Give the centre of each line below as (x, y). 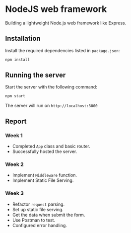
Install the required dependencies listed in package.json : (63, 50)
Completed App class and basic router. (51, 146)
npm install (17, 60)
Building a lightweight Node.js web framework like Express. (66, 23)
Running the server (35, 75)
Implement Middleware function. (45, 175)
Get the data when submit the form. (49, 215)
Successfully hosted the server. (45, 152)
